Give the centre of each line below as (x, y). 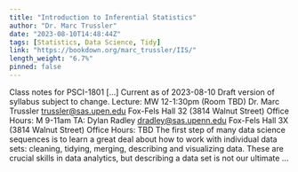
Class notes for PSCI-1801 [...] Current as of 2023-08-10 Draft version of (142, 92)
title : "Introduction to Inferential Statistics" (103, 17)
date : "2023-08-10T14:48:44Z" (65, 34)
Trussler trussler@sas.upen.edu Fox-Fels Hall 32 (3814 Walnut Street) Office (149, 111)
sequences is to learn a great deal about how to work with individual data (143, 139)
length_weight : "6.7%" (51, 59)
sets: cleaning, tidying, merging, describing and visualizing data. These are (147, 148)
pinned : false (36, 67)
